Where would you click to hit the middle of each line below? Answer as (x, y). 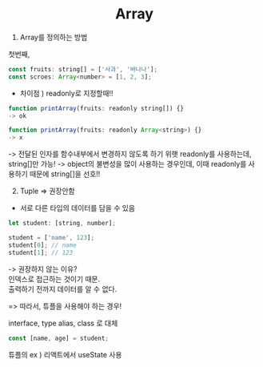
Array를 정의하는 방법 (54, 37)
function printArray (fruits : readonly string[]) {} (96, 108)
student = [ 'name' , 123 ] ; (51, 238)
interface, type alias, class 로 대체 (63, 323)
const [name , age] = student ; (59, 338)
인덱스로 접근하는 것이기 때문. (54, 279)
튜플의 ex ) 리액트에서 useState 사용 (65, 354)
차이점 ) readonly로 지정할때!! (66, 93)
